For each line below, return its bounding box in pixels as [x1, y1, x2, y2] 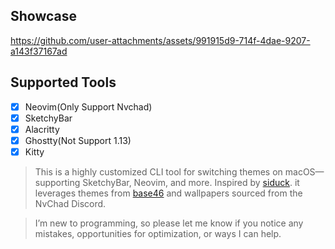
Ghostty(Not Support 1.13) [24, 134, 132, 146]
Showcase [10, 8, 78, 25]
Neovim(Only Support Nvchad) [24, 100, 153, 113]
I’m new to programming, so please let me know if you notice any [34, 217, 304, 229]
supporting [34, 176, 81, 188]
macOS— [284, 165, 325, 178]
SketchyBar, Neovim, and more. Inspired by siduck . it [82, 176, 300, 188]
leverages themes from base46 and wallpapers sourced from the [34, 187, 303, 199]
